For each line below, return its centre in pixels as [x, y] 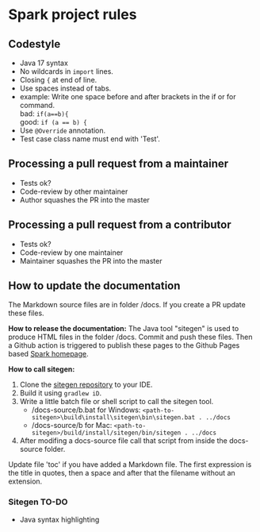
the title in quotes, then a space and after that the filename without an [122, 473]
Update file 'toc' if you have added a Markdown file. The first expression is [130, 465]
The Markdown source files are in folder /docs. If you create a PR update [127, 305]
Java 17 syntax [44, 63]
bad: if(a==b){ [44, 114]
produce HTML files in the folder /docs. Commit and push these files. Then [130, 337]
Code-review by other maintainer [74, 191]
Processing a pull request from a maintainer [119, 164]
